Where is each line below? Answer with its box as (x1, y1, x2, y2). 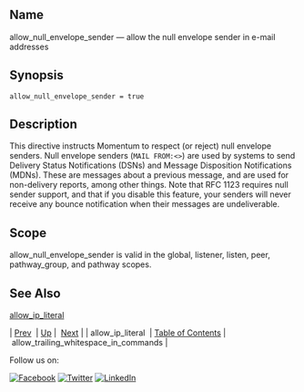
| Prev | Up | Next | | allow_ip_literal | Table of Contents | (9, 327, 227, 338)
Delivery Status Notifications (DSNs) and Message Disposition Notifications (9, 160, 292, 171)
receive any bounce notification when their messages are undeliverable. (9, 199, 280, 210)
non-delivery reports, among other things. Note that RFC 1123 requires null (9, 180, 289, 191)
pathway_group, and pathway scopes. (9, 259, 152, 270)
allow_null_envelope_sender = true (9, 91, 145, 101)
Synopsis (9, 67, 64, 83)
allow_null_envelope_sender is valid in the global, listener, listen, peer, (9, 250, 270, 261)
